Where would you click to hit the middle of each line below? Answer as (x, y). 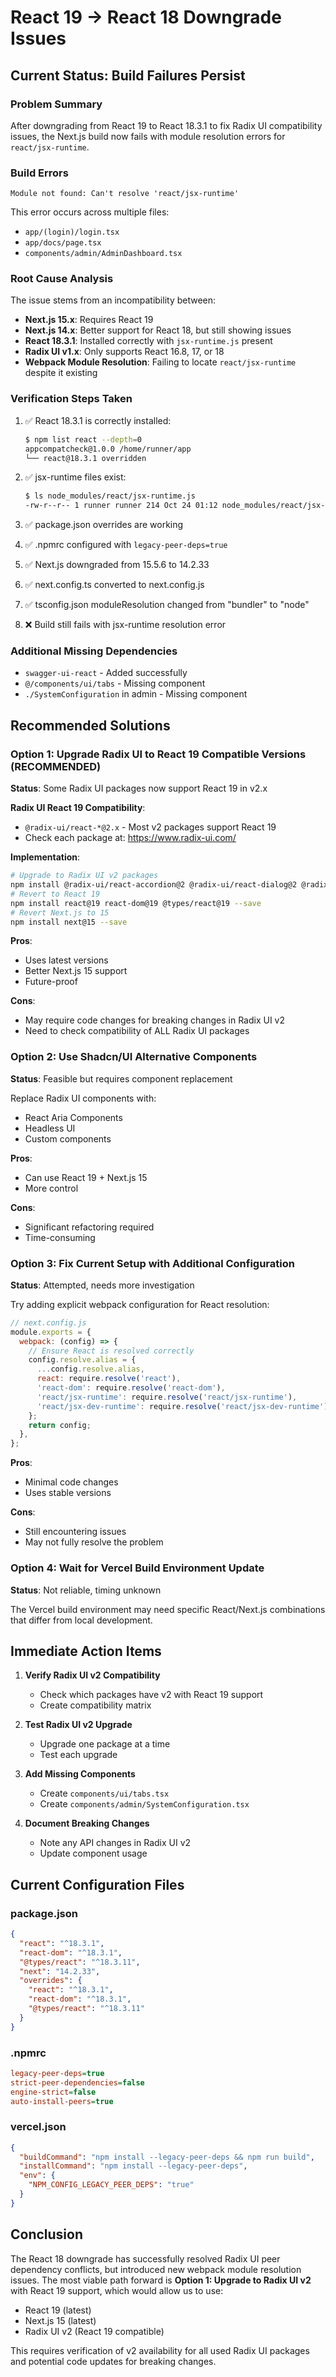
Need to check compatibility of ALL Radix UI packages (137, 1031)
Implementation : (45, 857)
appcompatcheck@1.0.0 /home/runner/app (108, 449)
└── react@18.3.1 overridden (85, 458)
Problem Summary (56, 104)
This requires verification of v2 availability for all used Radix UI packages (160, 2350)
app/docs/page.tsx (63, 243)
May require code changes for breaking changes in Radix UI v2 (154, 1020)
